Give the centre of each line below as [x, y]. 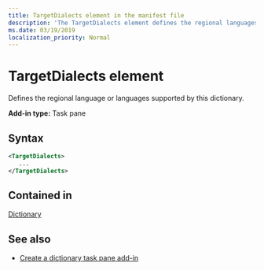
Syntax [26, 138]
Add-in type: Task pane [47, 113]
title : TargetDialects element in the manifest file [96, 15]
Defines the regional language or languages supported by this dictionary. [126, 98]
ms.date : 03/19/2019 [42, 30]
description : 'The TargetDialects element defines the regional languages [133, 23]
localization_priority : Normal [59, 37]
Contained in [40, 196]
